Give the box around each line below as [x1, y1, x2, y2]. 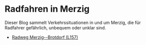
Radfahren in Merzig [4, 3, 90, 15]
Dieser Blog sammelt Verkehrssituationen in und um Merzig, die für [4, 20, 141, 25]
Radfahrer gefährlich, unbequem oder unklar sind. [4, 24, 107, 30]
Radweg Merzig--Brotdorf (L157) [11, 34, 78, 40]
